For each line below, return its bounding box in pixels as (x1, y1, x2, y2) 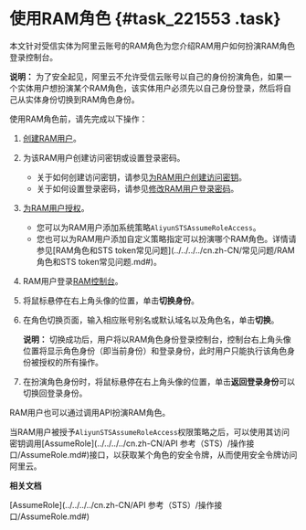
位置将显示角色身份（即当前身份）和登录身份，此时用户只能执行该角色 (22, 344, 288, 356)
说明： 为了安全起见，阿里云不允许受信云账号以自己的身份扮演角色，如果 (9, 70, 284, 82)
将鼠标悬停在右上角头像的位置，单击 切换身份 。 (22, 294, 199, 306)
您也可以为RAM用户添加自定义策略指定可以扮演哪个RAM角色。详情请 (36, 233, 297, 244)
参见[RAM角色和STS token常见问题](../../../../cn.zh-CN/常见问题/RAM (36, 244, 295, 256)
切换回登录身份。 (22, 387, 88, 398)
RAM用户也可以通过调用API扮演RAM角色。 (9, 407, 171, 418)
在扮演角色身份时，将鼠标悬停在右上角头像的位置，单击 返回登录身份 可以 (22, 376, 295, 387)
